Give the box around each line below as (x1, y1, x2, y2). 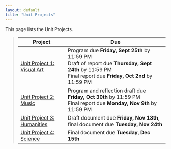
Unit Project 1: (20, 59, 55, 67)
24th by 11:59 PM (68, 66, 112, 73)
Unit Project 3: (20, 114, 55, 121)
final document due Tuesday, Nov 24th (68, 121, 163, 128)
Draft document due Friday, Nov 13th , (68, 114, 160, 121)
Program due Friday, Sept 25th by (68, 47, 150, 54)
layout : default (5, 7, 40, 13)
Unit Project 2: (20, 93, 55, 100)
